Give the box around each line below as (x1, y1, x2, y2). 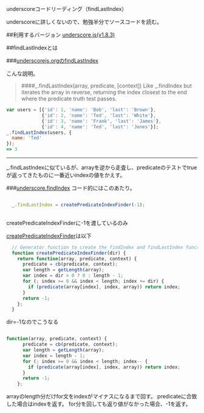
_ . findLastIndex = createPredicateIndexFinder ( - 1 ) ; (12, 202, 146, 208)
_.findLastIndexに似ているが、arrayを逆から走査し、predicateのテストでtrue (6, 164, 197, 171)
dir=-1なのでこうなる (6, 318, 59, 325)
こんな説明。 (6, 70, 38, 77)
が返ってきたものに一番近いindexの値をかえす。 (6, 172, 126, 178)
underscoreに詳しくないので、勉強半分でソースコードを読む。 (6, 18, 163, 26)
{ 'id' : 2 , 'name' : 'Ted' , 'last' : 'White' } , (41, 112, 156, 119)
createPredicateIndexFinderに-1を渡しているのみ (6, 219, 129, 226)
